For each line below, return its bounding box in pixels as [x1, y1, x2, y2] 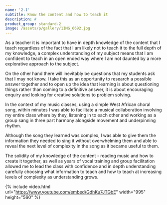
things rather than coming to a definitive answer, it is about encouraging [5, 86, 153, 92]
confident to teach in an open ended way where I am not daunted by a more [5, 55, 161, 61]
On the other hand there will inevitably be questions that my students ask [5, 70, 156, 76]
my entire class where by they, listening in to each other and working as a [5, 112, 156, 118]
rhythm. [5, 123, 21, 129]
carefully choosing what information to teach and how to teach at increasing [5, 168, 162, 175]
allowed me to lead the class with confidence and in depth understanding [5, 163, 156, 169]
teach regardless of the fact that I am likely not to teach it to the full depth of [5, 45, 162, 51]
